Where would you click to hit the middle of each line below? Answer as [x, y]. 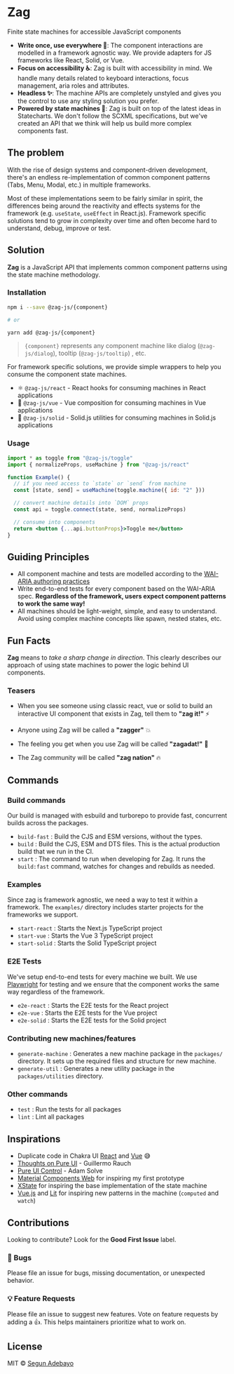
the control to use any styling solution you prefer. [88, 101]
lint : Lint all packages [51, 1117]
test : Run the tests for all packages [69, 1109]
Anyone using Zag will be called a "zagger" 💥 [84, 730]
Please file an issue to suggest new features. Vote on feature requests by [113, 1314]
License [25, 1346]
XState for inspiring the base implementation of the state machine [112, 1186]
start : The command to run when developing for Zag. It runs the [111, 859]
